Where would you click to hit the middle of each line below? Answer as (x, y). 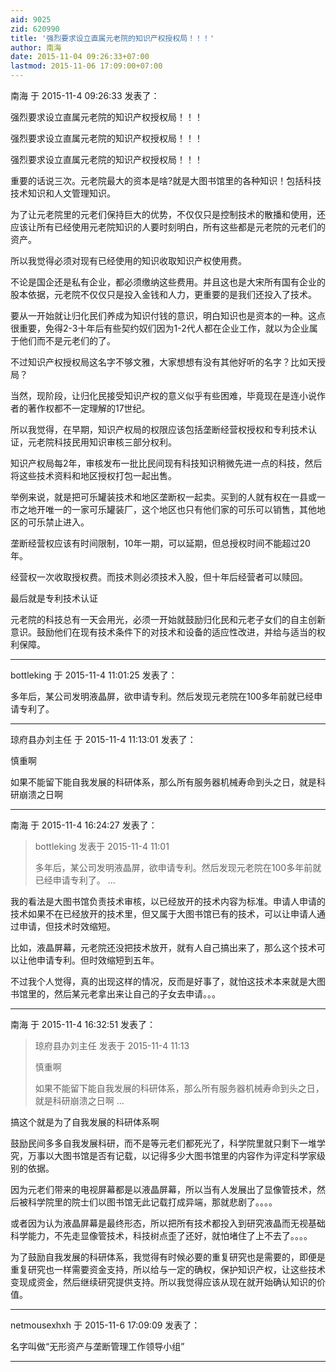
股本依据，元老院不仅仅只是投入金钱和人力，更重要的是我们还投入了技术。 (163, 294)
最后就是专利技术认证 (54, 598)
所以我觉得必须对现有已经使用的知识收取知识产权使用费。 (128, 260)
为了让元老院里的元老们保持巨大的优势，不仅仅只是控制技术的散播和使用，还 (168, 214)
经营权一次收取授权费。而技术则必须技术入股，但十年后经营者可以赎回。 (159, 577)
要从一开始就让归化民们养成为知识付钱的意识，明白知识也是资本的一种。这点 (168, 315)
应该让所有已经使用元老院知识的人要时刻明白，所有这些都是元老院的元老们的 (168, 227)
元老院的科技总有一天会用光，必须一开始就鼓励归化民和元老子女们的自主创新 (168, 619)
